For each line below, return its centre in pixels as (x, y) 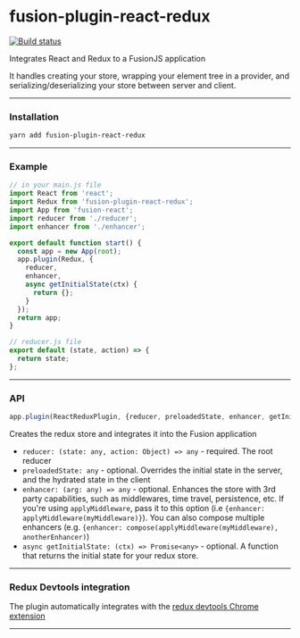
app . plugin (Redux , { (55, 260)
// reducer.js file (46, 342)
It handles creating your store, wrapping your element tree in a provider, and (150, 76)
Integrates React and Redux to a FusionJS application (108, 58)
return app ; (40, 318)
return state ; (43, 359)
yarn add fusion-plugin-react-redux (77, 136)
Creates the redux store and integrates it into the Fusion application (133, 433)
